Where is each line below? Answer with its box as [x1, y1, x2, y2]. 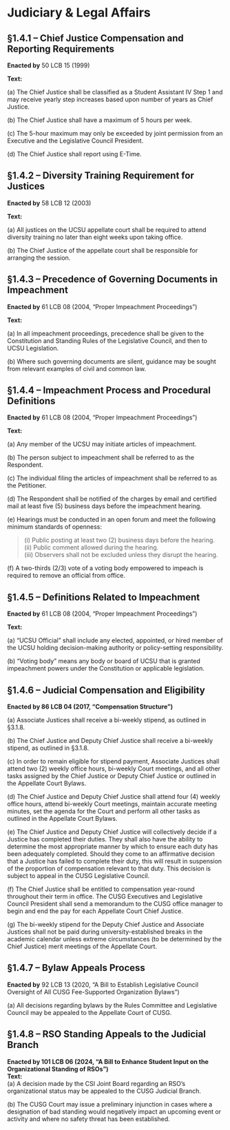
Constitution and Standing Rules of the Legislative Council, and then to [7, 336, 208, 345]
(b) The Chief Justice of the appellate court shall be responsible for [7, 246, 198, 254]
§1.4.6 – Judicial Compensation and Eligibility [7, 684, 205, 696]
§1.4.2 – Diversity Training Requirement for [7, 170, 194, 182]
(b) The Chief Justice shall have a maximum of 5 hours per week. [7, 116, 192, 124]
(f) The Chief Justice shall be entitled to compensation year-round [7, 885, 195, 893]
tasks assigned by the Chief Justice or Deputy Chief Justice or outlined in [7, 772, 216, 780]
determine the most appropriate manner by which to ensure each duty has [7, 842, 218, 851]
